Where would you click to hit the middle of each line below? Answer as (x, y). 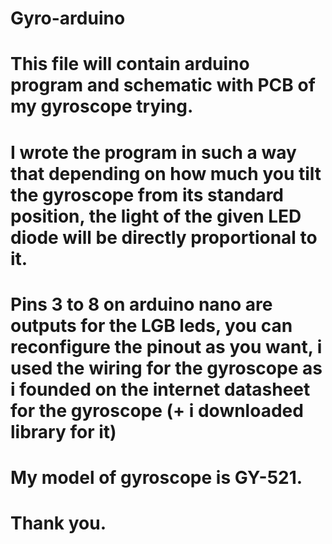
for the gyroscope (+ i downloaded (157, 410)
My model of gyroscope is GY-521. (156, 477)
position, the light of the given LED (156, 216)
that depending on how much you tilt (166, 173)
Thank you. (58, 523)
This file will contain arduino (130, 64)
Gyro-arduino (68, 18)
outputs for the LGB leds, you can (151, 325)
